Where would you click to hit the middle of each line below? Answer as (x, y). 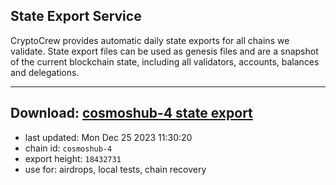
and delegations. (45, 72)
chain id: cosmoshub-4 (68, 148)
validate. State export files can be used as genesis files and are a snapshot (164, 51)
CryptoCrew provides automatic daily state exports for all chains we (150, 40)
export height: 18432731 (73, 158)
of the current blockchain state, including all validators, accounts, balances (165, 61)
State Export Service (76, 16)
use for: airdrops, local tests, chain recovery (115, 169)
